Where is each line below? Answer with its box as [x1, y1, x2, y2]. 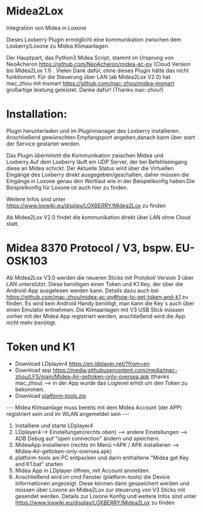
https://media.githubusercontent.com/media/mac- [53, 366, 178, 374]
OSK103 [6, 254, 48, 268]
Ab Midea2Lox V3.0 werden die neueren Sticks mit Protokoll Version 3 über [6, 274, 194, 281]
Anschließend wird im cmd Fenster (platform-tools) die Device [14, 473, 170, 481]
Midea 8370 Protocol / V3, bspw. [6, 242, 173, 255]
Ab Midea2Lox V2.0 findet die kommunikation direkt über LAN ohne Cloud [6, 213, 191, 221]
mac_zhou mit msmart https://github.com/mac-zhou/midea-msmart [6, 80, 175, 87]
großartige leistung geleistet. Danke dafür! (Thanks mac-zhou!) [6, 86, 164, 93]
